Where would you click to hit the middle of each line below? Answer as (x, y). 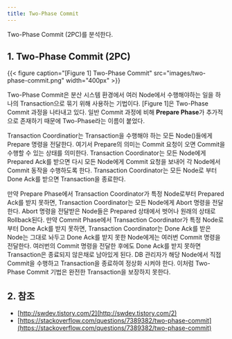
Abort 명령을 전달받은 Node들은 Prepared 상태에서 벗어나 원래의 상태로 (119, 211)
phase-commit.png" (36, 81)
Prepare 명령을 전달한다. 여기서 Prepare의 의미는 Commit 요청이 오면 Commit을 (116, 144)
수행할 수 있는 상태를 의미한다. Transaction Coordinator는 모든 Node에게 (107, 153)
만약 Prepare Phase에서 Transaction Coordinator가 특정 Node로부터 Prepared (116, 194)
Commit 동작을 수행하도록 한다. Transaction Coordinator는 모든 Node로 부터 (112, 170)
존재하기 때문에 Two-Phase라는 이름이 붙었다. (82, 121)
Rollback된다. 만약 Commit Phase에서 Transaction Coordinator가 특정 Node (113, 220)
